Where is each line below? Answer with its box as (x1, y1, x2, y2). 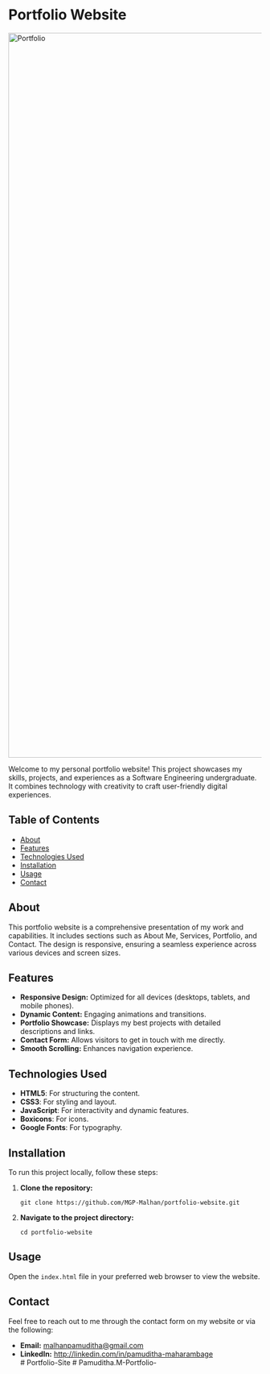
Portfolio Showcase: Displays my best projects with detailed (19, 1018, 221, 1028)
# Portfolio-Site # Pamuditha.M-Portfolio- (19, 1357, 157, 1367)
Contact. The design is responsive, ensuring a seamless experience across (8, 939, 257, 949)
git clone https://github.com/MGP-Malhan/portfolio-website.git (19, 1198, 240, 1206)
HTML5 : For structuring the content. (19, 1089, 141, 1099)
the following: (8, 1325, 54, 1335)
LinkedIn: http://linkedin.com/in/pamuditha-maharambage (19, 1349, 214, 1359)
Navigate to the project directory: (19, 1213, 134, 1222)
